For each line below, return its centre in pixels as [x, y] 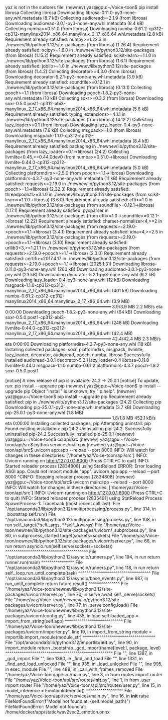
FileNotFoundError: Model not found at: [46, 707]
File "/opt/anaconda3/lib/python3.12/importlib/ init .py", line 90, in [71, 643]
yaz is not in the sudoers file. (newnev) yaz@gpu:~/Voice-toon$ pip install [82, 7]
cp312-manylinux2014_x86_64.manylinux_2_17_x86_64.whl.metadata [75, 34]
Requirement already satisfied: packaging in [51, 146]
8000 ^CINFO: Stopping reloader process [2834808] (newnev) [70, 477]
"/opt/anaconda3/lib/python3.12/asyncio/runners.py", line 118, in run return [82, 568]
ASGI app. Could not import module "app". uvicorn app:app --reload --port [82, 471]
